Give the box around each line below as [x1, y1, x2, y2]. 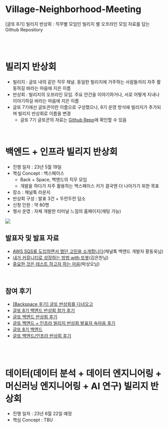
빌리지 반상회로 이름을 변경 [18, 110, 71, 116]
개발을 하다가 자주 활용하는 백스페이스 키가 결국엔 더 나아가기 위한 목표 [20, 183, 159, 189]
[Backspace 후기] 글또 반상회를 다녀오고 [12, 301, 94, 307]
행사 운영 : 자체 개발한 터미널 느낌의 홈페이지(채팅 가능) [12, 208, 121, 214]
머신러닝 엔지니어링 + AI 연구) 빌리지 [5, 380, 149, 392]
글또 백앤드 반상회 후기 [12, 314, 58, 320]
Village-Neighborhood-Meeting [5, 4, 142, 15]
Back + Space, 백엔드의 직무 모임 [20, 176, 88, 183]
